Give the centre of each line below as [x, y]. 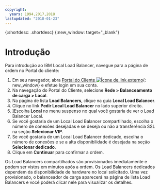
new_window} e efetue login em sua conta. [55, 85]
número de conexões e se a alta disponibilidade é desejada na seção [81, 142]
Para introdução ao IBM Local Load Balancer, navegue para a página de [77, 66]
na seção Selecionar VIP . [38, 132]
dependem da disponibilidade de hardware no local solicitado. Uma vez [76, 172]
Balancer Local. [28, 116]
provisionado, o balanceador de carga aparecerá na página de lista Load [78, 177]
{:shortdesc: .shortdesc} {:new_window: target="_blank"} [62, 33]
